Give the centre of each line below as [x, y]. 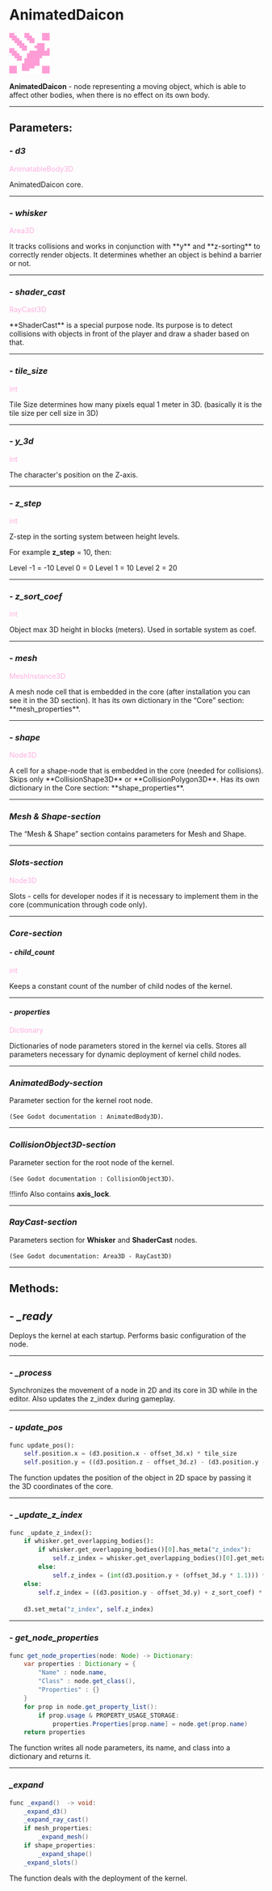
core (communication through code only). [78, 905]
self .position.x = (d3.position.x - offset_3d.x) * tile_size [130, 1454]
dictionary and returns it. [50, 1757]
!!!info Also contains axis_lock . [60, 1194]
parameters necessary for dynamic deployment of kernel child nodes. [125, 1054]
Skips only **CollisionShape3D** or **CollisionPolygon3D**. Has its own [134, 779]
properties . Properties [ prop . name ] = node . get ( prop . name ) [150, 1724]
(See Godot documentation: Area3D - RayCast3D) [91, 1256]
